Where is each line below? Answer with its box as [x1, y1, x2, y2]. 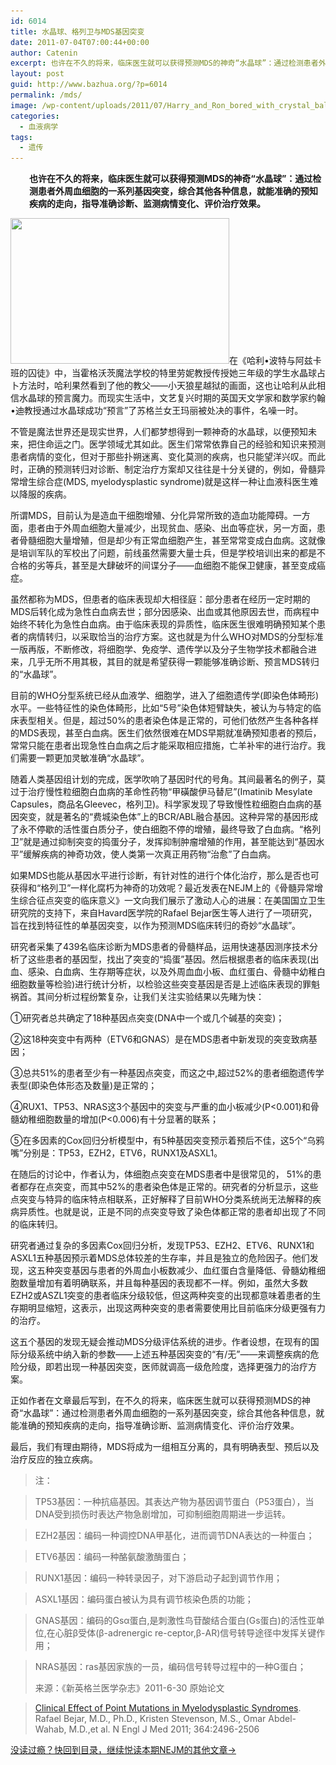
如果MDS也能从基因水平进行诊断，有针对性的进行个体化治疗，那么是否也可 [10, 870, 320, 882]
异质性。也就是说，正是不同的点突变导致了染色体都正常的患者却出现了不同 [18, 1206, 326, 1218]
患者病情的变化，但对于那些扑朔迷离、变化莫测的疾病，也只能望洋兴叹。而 [10, 451, 317, 463]
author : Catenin [10, 48, 78, 58]
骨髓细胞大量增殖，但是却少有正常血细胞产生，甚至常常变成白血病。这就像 [18, 535, 326, 547]
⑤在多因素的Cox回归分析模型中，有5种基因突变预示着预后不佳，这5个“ [10, 1135, 308, 1147]
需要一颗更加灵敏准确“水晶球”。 [18, 752, 150, 764]
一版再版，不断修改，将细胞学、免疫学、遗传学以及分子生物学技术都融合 [10, 643, 308, 655]
